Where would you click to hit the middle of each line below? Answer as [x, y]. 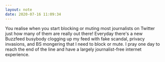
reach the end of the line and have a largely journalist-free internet [74, 49]
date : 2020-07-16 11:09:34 [33, 14]
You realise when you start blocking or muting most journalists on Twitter [80, 28]
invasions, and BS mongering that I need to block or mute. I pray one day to [83, 44]
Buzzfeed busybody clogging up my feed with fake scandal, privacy [75, 39]
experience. [17, 54]
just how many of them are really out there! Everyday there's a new [74, 33]
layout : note [19, 10]
